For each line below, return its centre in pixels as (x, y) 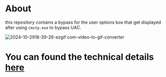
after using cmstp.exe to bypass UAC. (43, 27)
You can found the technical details (80, 57)
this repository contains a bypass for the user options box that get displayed (83, 22)
